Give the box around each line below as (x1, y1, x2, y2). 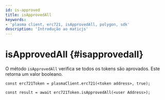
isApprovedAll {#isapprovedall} (5, 49, 144, 61)
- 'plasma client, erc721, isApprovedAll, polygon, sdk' (5, 22, 130, 27)
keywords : (5, 17, 27, 22)
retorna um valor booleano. (5, 71, 63, 77)
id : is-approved (5, 7, 40, 13)
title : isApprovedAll (5, 12, 52, 17)
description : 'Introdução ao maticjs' (5, 27, 88, 32)
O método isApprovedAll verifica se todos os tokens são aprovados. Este (5, 66, 160, 72)
